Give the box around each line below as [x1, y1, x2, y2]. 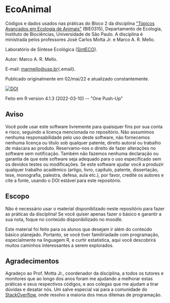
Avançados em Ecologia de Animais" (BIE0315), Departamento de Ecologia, [5, 25, 162, 31]
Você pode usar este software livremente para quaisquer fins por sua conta [5, 123, 163, 130]
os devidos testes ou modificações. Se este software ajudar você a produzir [5, 161, 164, 167]
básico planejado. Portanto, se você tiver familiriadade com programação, [5, 232, 159, 238]
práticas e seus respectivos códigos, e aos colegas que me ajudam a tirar [5, 281, 159, 287]
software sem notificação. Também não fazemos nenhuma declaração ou [5, 150, 159, 157]
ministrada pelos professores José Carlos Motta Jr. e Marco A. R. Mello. [5, 36, 155, 43]
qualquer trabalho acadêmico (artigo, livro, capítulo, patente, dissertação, [5, 166, 159, 173]
